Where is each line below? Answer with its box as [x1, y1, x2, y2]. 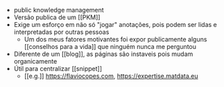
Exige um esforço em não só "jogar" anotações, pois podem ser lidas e [13, 21, 217, 28]
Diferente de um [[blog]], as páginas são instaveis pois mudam [13, 50, 193, 58]
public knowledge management [13, 6, 104, 14]
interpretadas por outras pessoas [13, 28, 110, 36]
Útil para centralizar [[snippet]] [13, 65, 103, 72]
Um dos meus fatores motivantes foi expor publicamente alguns [24, 35, 207, 43]
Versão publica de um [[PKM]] [13, 13, 101, 21]
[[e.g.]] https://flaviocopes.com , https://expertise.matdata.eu [24, 72, 199, 80]
